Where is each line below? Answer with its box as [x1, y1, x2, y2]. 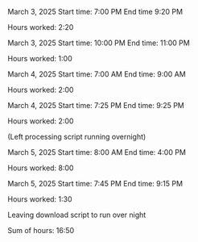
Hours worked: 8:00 [7, 163, 74, 173]
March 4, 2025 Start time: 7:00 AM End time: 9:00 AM [7, 69, 186, 79]
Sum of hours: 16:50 [7, 226, 75, 235]
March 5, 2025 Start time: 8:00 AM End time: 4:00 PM [7, 148, 187, 156]
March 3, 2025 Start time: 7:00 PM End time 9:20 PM [7, 7, 183, 16]
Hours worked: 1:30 [7, 194, 73, 204]
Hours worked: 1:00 [7, 54, 73, 63]
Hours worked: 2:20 [7, 23, 74, 31]
